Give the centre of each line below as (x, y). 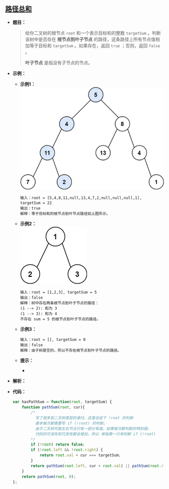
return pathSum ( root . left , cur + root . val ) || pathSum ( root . (96, 466)
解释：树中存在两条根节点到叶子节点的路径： (59, 303)
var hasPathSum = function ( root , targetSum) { (62, 402)
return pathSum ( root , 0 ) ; (49, 476)
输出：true (30, 209)
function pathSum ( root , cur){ (53, 407)
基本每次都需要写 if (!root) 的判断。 (71, 423)
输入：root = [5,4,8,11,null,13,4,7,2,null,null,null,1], (81, 198)
